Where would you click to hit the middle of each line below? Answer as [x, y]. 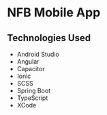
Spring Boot [34, 91]
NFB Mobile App [54, 13]
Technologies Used [49, 38]
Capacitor [31, 69]
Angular [28, 62]
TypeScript [32, 98]
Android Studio [38, 54]
